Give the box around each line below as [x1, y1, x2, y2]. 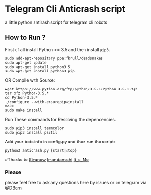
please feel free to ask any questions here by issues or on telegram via [5, 180, 147, 186]
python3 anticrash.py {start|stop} [5, 148, 77, 153]
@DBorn [5, 185, 22, 191]
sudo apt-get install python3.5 [5, 64, 70, 69]
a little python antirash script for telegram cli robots [5, 19, 108, 25]
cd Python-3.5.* [5, 95, 38, 100]
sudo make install [5, 108, 42, 113]
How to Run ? [5, 34, 46, 42]
